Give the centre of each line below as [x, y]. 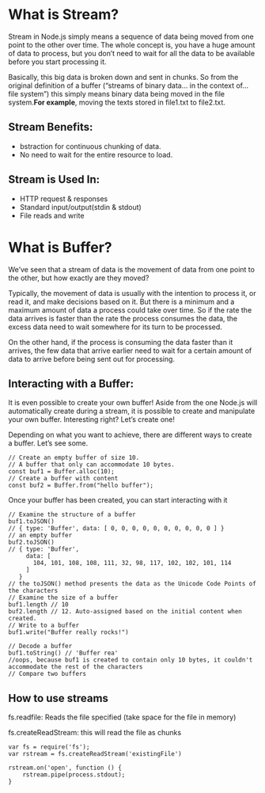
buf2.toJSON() [32, 543]
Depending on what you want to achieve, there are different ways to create [130, 435]
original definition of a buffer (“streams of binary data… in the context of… [129, 85]
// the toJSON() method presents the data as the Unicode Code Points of [132, 584]
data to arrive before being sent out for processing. [92, 359]
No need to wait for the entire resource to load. [96, 154]
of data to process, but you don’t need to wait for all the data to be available [132, 53]
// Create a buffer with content [63, 479]
